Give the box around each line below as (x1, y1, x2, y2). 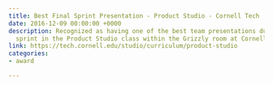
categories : (8, 49, 49, 57)
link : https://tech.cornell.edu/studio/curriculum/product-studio (8, 42, 238, 50)
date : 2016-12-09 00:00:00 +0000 (8, 19, 122, 28)
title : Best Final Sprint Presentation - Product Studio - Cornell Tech (8, 11, 260, 20)
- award (8, 57, 35, 66)
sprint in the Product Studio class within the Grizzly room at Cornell (15, 34, 267, 43)
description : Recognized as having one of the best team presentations (8, 27, 256, 35)
